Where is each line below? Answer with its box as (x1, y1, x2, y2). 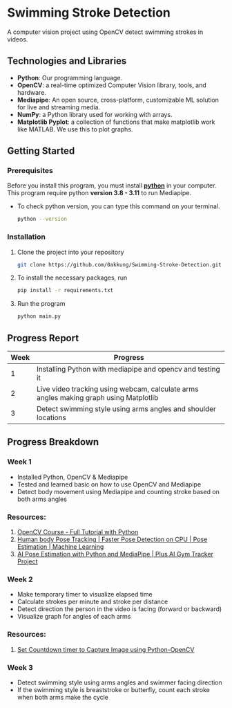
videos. (7, 35, 28, 43)
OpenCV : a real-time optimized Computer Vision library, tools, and (17, 81, 207, 89)
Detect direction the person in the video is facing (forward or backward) (17, 605, 222, 613)
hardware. (17, 88, 47, 96)
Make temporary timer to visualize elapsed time (17, 590, 153, 599)
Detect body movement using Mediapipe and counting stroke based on (17, 487, 220, 496)
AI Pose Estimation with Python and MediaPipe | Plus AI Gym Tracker (17, 550, 214, 559)
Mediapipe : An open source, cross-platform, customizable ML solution (17, 96, 220, 104)
